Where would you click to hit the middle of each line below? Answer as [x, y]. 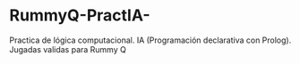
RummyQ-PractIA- [80, 16]
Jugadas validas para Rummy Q [68, 49]
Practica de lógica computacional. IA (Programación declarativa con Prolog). [150, 40]
